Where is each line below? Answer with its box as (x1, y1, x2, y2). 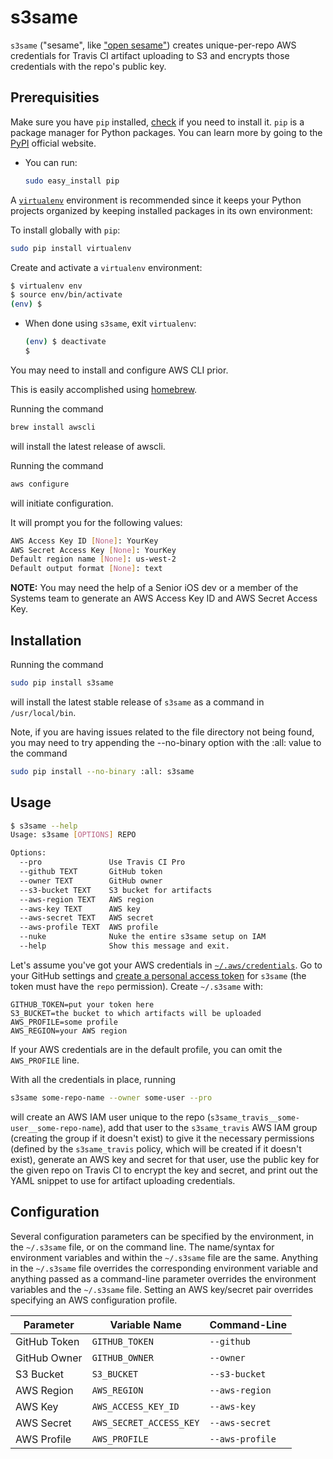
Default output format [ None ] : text (10, 564, 163, 574)
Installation (10, 632, 82, 649)
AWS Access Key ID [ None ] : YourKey (10, 536, 159, 546)
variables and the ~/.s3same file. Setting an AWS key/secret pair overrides (10, 1283, 314, 1295)
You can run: (24, 156, 78, 168)
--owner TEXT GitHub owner (19, 876, 163, 886)
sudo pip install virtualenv (10, 243, 132, 253)
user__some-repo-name (10, 1123, 101, 1133)
